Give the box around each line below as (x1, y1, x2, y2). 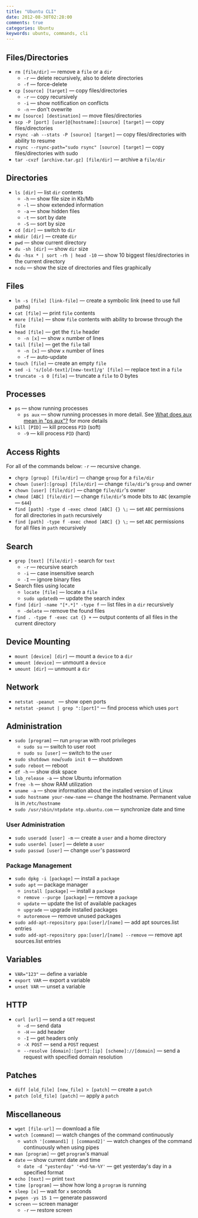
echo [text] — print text (14, 1175, 75, 1183)
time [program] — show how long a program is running (14, 1181, 147, 1188)
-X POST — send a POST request (23, 1040, 99, 1048)
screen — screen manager (14, 1200, 78, 1207)
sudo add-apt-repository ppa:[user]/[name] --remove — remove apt (14, 931, 183, 939)
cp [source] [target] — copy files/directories (14, 87, 128, 94)
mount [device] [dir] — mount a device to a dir (14, 652, 133, 659)
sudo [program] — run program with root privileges (14, 737, 137, 744)
